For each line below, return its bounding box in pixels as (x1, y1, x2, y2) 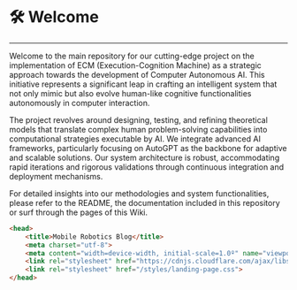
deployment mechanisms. (9, 171, 103, 181)
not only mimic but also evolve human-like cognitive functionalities (9, 88, 252, 98)
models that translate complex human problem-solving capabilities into (9, 124, 268, 134)
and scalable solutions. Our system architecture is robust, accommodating (9, 152, 280, 163)
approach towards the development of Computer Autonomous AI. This (9, 69, 265, 80)
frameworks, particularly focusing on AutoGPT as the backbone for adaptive (9, 142, 287, 153)
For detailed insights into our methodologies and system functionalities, (9, 187, 270, 199)
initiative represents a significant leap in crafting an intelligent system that (9, 79, 278, 89)
